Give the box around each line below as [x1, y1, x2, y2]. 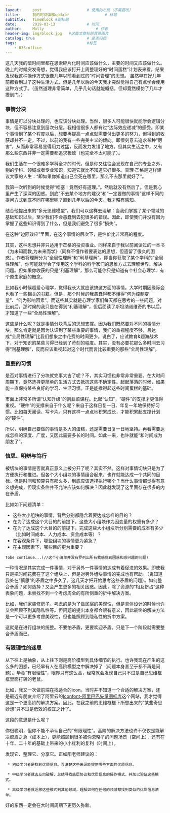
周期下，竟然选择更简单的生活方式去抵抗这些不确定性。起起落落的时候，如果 [5, 379, 165, 385]
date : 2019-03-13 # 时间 [5, 21, 99, 27]
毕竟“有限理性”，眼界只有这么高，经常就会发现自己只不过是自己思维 [16, 669, 158, 676]
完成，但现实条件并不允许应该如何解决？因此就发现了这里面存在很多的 [14, 484, 160, 490]
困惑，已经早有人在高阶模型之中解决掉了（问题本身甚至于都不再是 [18, 663, 156, 669]
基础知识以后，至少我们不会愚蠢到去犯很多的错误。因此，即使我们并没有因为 [5, 214, 165, 220]
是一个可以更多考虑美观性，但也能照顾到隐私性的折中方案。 [5, 613, 130, 619]
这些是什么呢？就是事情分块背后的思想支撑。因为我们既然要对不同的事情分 [5, 321, 160, 327]
